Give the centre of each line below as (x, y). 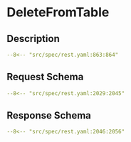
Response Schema (49, 115)
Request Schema (45, 77)
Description (33, 39)
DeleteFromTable (58, 12)
